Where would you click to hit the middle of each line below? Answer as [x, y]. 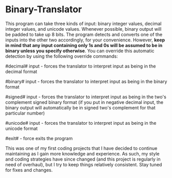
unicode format [22, 128]
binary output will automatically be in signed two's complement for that [80, 107]
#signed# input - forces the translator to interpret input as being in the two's [86, 97]
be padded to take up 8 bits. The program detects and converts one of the [84, 34]
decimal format [21, 71]
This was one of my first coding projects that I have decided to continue [81, 148]
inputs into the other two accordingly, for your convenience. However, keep [85, 40]
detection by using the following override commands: [62, 56]
